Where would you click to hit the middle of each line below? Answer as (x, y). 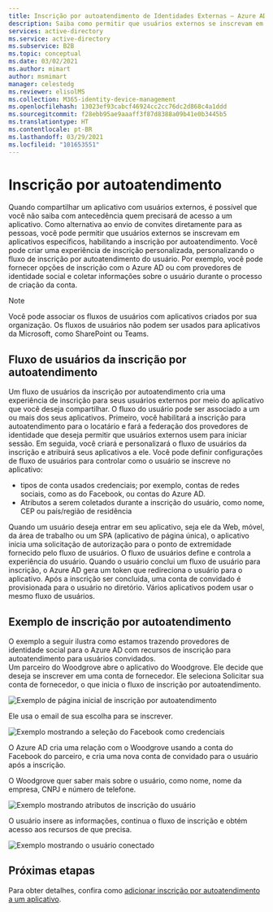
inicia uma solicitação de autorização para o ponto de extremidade (120, 544)
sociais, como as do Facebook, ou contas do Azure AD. (113, 494)
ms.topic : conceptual (45, 54)
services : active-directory (56, 31)
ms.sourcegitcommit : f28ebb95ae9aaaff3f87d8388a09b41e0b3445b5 (118, 115)
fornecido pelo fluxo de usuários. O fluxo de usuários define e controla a (130, 553)
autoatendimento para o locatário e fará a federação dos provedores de (128, 426)
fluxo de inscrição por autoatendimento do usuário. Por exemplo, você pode (136, 259)
